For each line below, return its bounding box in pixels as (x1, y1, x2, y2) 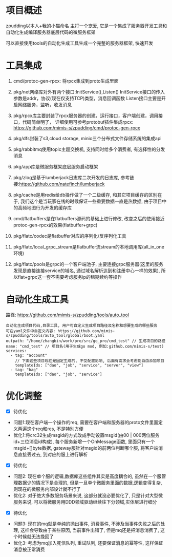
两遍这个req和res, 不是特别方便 (17, 426, 84, 432)
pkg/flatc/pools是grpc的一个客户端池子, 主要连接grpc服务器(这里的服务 (13, 261, 163, 267)
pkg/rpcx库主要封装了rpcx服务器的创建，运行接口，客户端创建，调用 (13, 112, 159, 119)
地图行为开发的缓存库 (27, 204, 72, 210)
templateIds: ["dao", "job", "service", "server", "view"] (15, 362, 144, 368)
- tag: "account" (10, 353, 48, 358)
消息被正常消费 (13, 546, 45, 552)
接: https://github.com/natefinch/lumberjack (13, 181, 105, 187)
